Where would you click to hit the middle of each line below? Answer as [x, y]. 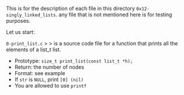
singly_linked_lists [31, 15]
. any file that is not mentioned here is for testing [114, 15]
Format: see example [40, 73]
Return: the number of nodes [49, 67]
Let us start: [20, 32]
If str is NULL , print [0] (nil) [49, 79]
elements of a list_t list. [34, 50]
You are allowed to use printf [50, 86]
